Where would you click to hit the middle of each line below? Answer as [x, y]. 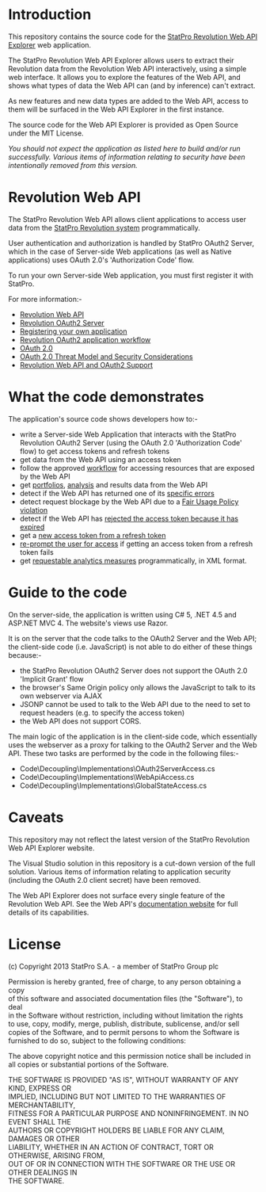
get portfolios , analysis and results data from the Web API [114, 484]
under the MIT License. [46, 133]
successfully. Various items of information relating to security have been [127, 157]
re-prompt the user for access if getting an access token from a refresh [136, 544]
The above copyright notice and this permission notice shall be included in [129, 1056]
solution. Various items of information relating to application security [120, 871]
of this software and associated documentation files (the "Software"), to [125, 998]
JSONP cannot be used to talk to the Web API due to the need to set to [135, 704]
